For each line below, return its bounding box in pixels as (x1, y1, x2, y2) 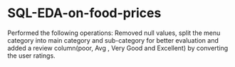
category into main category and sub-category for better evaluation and (7, 36, 219, 44)
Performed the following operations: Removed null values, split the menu (7, 29, 221, 37)
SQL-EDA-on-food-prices (7, 5, 162, 21)
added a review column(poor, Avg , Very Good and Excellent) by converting (7, 43, 229, 52)
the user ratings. (7, 51, 56, 60)
